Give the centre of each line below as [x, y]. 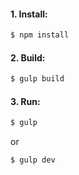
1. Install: [29, 14]
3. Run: [25, 101]
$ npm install [40, 35]
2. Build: [28, 57]
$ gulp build [37, 79]
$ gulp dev [33, 160]
